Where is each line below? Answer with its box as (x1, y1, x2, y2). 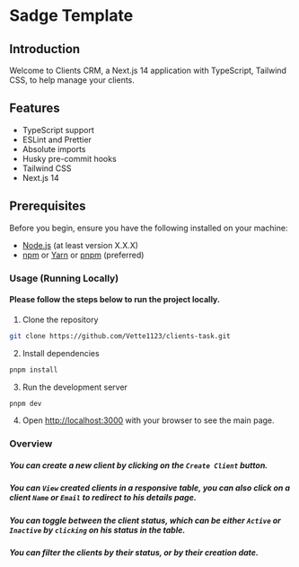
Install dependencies (22, 347, 101, 358)
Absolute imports (22, 143, 86, 154)
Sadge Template (9, 5, 134, 26)
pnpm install (9, 365, 58, 374)
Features (9, 101, 60, 116)
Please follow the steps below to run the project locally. (9, 294, 220, 305)
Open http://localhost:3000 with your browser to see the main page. (22, 415, 276, 426)
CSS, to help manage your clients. (9, 75, 135, 85)
